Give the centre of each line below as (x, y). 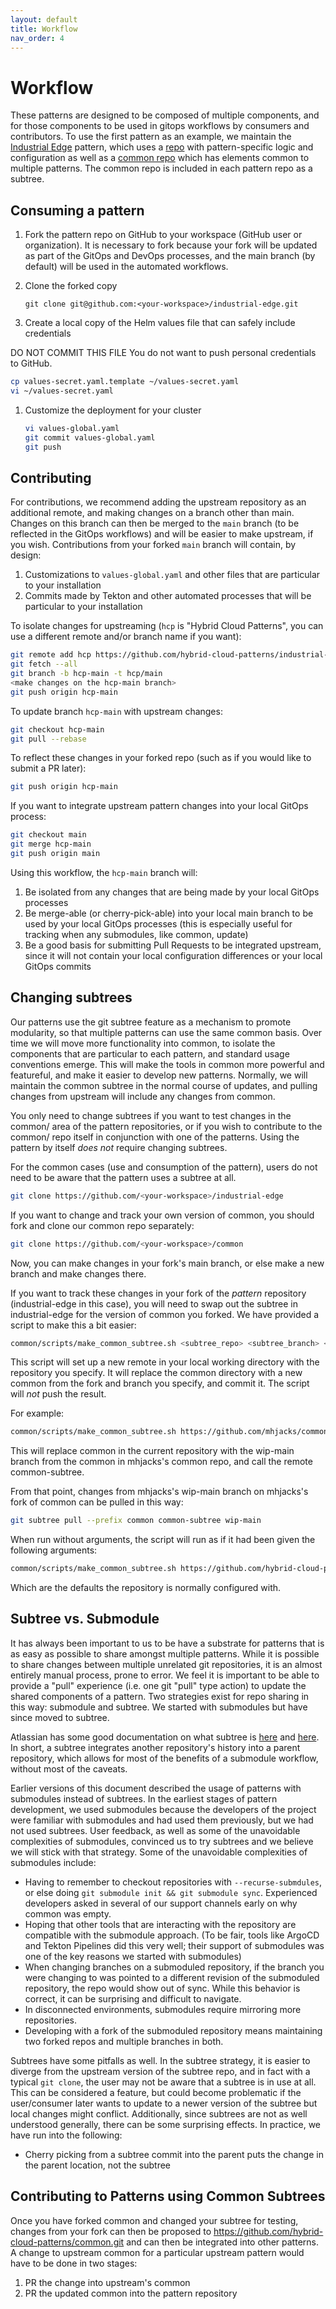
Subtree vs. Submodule (85, 1619)
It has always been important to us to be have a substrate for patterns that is (167, 1643)
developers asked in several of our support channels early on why (161, 1903)
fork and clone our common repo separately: (102, 1225)
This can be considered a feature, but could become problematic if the (156, 2092)
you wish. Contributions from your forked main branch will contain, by (153, 545)
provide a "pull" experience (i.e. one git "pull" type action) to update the (158, 1685)
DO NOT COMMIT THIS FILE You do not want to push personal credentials (163, 353)
